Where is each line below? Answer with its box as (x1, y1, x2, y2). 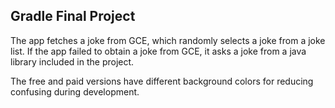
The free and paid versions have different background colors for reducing (10, 75, 314, 87)
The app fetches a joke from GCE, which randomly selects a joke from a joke (10, 34, 326, 46)
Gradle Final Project (10, 8, 136, 25)
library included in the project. (10, 55, 135, 68)
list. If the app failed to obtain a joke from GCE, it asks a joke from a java (10, 45, 307, 57)
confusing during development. (10, 85, 140, 98)
